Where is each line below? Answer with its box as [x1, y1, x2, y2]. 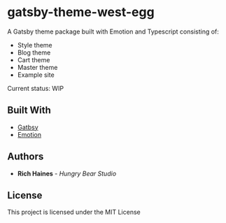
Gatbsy [17, 123, 38, 131]
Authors [7, 151, 44, 163]
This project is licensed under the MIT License [7, 208, 141, 217]
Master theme [17, 63, 58, 71]
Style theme [17, 41, 52, 49]
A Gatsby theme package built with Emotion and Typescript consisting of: [7, 27, 219, 36]
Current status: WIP [7, 84, 64, 92]
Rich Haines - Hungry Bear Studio [17, 169, 117, 178]
